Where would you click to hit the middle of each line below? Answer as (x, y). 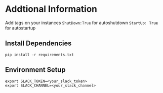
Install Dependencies (38, 44)
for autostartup (20, 28)
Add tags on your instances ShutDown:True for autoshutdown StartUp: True (81, 23)
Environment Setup (35, 70)
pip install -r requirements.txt (40, 55)
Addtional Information (51, 9)
